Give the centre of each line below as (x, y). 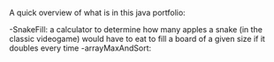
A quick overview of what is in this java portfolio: (97, 13)
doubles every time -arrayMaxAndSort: (80, 48)
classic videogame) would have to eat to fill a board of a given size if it (137, 39)
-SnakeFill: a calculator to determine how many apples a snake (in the (136, 29)
